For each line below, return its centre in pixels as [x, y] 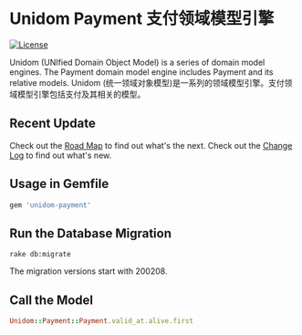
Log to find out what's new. [61, 155]
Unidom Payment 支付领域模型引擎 [142, 19]
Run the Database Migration [90, 233]
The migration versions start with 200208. [89, 271]
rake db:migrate [40, 255]
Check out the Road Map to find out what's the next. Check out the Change [151, 145]
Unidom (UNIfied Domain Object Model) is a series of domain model [137, 62]
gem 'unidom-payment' [51, 205]
